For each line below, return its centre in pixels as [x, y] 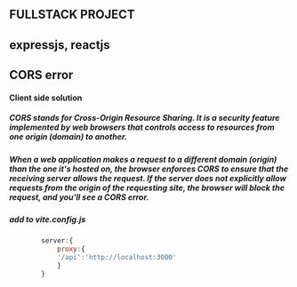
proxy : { [71, 249]
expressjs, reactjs [60, 45]
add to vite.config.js [48, 219]
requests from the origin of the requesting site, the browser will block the [147, 187]
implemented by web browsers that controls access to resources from [142, 127]
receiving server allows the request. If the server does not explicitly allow [148, 178]
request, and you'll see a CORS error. [79, 197]
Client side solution [46, 98]
